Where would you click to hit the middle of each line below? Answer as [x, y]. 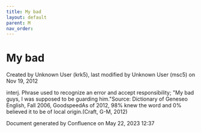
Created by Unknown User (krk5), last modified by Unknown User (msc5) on [101, 75]
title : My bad [24, 12]
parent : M [19, 23]
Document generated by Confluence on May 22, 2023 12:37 [80, 123]
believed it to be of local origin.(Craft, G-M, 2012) [67, 112]
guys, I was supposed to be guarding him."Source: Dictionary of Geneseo [97, 99]
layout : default [26, 17]
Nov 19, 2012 [22, 81]
